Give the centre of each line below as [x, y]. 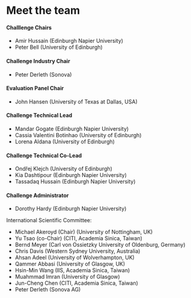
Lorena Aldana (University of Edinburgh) [65, 141]
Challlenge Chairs [29, 27]
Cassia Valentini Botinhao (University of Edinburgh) [78, 135]
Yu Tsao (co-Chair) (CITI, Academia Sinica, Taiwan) [79, 238]
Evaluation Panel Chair [35, 88]
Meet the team [43, 11]
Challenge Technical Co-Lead [44, 155]
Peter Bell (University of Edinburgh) [59, 47]
